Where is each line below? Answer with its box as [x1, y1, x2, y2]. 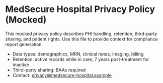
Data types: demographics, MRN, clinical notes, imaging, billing [12, 51, 144, 57]
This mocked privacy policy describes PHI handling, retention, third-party [5, 30, 157, 36]
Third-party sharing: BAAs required [12, 66, 86, 73]
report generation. [5, 41, 43, 47]
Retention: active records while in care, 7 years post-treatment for [12, 56, 149, 62]
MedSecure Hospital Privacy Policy [5, 3, 155, 15]
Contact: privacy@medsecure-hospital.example [12, 72, 112, 78]
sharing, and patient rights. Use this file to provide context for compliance [5, 36, 158, 42]
